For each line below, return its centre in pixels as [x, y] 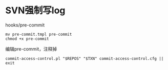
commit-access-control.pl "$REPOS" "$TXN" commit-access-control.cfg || [85, 59]
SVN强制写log [35, 10]
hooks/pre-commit [25, 25]
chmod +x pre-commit [27, 39]
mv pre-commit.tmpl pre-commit [39, 34]
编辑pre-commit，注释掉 [31, 49]
